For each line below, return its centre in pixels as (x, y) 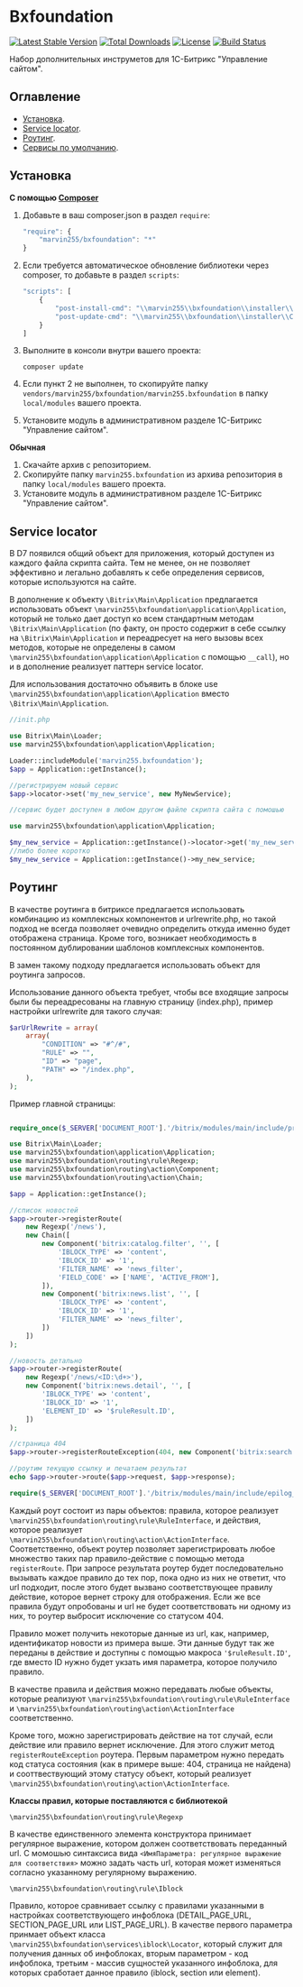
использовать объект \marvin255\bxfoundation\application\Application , (148, 609)
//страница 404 (38, 1444)
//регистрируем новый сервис (64, 785)
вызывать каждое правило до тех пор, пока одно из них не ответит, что (148, 1577)
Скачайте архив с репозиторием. (87, 465)
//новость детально (46, 1360)
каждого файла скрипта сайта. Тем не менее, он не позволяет (130, 563)
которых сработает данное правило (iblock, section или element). (135, 1973)
